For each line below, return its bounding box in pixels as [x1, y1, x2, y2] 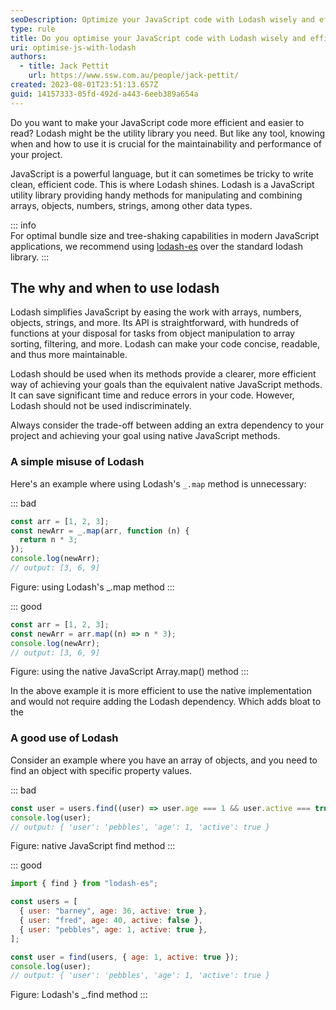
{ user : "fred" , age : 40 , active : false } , [19, 916, 204, 926]
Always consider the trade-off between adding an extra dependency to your [10, 419, 325, 431]
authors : [10, 52, 47, 62]
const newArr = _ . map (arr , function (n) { [10, 526, 190, 536]
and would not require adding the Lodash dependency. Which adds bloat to [10, 696, 322, 708]
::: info [10, 219, 37, 231]
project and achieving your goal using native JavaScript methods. [10, 430, 281, 442]
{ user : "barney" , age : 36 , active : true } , [19, 906, 208, 916]
